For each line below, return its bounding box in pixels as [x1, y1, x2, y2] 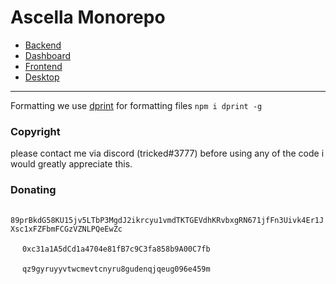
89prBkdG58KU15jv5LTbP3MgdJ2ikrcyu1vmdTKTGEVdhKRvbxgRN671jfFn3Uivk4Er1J [10, 215, 325, 225]
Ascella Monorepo [10, 6, 166, 29]
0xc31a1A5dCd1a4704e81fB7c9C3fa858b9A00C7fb [21, 244, 211, 254]
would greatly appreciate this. [10, 158, 133, 170]
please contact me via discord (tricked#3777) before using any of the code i [10, 147, 325, 160]
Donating [10, 183, 57, 197]
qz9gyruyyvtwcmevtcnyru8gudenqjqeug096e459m [21, 264, 211, 274]
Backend [24, 39, 62, 51]
